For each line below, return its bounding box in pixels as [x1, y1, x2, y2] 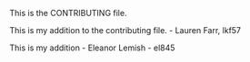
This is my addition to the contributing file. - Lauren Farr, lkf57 [9, 25, 242, 35]
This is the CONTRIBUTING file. [9, 8, 127, 18]
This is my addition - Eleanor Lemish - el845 [9, 42, 175, 53]
